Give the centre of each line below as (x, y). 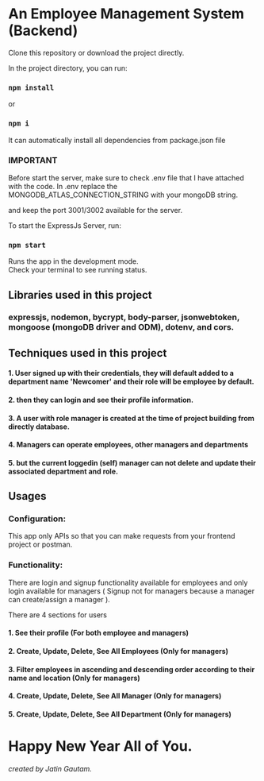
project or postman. (40, 544)
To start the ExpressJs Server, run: (65, 225)
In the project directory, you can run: (68, 68)
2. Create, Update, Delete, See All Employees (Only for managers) (118, 651)
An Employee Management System (126, 14)
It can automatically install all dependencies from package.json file (117, 140)
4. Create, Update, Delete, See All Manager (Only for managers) (115, 696)
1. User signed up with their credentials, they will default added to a (121, 373)
